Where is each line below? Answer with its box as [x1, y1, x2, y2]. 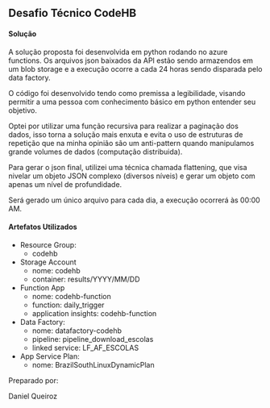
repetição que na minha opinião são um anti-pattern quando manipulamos [8, 138, 255, 148]
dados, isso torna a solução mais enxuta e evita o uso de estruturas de [8, 129, 243, 139]
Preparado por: [8, 375, 59, 385]
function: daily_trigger [31, 300, 105, 310]
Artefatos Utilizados [8, 222, 78, 232]
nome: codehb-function [31, 291, 111, 301]
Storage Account [19, 257, 77, 267]
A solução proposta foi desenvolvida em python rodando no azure [8, 47, 228, 56]
